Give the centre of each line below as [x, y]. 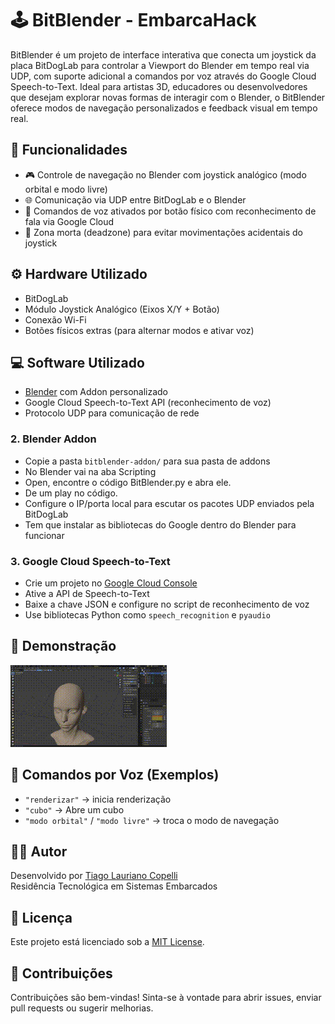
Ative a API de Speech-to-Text [87, 593]
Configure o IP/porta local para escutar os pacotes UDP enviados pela [169, 503]
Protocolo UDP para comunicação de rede [112, 413]
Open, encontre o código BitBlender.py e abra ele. [128, 482]
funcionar [44, 535]
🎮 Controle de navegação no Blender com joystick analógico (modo [165, 174]
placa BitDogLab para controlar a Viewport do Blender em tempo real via [160, 65]
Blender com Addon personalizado [96, 392]
